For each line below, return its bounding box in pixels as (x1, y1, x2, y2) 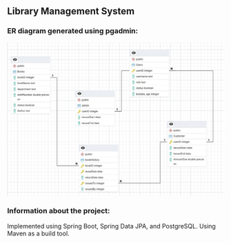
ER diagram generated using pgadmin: (7, 26, 139, 36)
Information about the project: (7, 206, 110, 216)
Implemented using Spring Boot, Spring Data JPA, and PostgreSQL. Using (7, 222, 216, 230)
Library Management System (7, 6, 135, 17)
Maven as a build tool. (7, 229, 70, 237)
